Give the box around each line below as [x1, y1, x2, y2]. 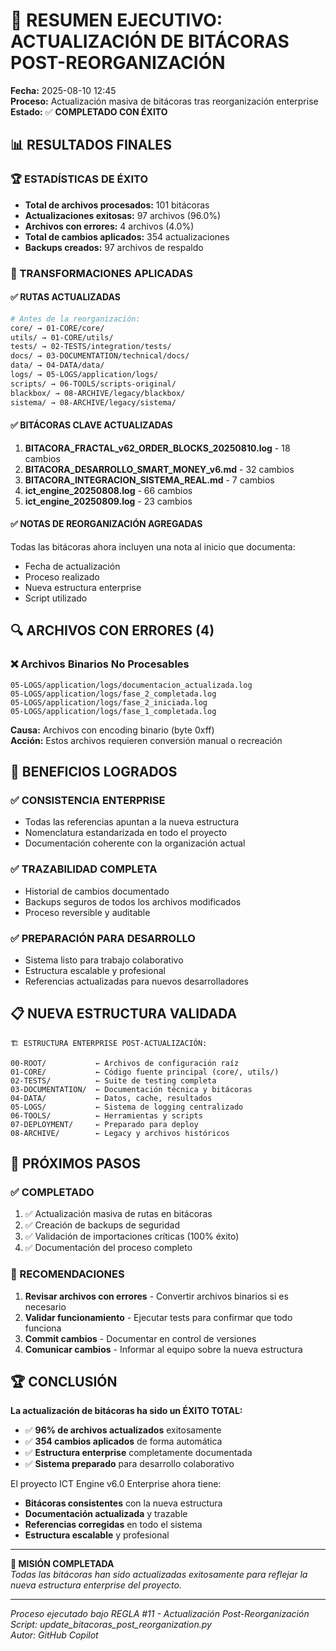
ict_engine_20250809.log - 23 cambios [24, 495, 193, 507]
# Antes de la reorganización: [10, 314, 141, 324]
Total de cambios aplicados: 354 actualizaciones [24, 230, 230, 243]
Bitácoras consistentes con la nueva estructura [24, 1497, 223, 1509]
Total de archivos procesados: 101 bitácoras [24, 199, 210, 211]
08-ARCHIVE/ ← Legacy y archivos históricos [10, 1128, 230, 1138]
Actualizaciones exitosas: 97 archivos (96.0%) [24, 209, 222, 221]
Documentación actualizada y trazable [24, 1508, 188, 1520]
